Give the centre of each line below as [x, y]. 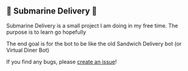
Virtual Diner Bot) [28, 50]
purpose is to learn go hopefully [46, 32]
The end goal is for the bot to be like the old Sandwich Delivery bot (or [94, 43]
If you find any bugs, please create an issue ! [62, 61]
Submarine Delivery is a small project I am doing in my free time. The [92, 25]
